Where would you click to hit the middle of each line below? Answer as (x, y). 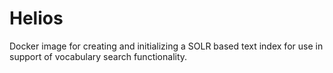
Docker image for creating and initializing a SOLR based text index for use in (166, 46)
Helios (36, 18)
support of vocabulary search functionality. (98, 56)
